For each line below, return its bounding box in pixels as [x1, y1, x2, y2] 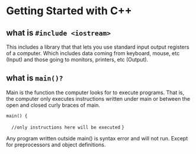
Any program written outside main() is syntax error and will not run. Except [6, 134, 188, 142]
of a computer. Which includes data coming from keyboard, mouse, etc [6, 50, 180, 57]
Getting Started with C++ [6, 4, 132, 18]
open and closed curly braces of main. [6, 101, 101, 108]
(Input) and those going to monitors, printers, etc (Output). [6, 56, 149, 63]
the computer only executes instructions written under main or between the [6, 95, 191, 102]
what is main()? [6, 73, 63, 84]
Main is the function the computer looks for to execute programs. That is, [6, 89, 185, 96]
